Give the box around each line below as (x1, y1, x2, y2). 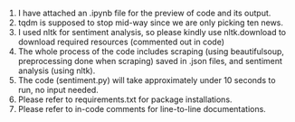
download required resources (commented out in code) (17, 36, 224, 47)
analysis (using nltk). (17, 65, 96, 76)
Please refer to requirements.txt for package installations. (17, 94, 233, 105)
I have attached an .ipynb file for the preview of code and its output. (17, 8, 271, 18)
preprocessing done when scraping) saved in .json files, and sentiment (17, 56, 283, 66)
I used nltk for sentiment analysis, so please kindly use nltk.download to (17, 27, 287, 37)
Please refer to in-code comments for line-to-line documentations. (17, 104, 267, 114)
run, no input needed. (17, 85, 100, 95)
